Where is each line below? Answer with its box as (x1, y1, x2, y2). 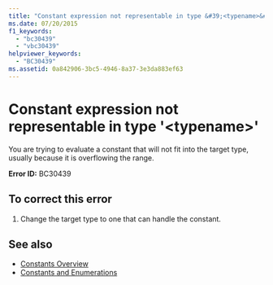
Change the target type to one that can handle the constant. (19, 213, 222, 224)
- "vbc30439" (15, 42, 60, 50)
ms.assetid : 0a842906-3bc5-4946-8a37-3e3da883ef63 (8, 65, 184, 73)
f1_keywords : (8, 27, 53, 35)
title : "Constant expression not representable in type (8, 11, 201, 20)
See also (8, 237, 53, 251)
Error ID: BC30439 (8, 169, 71, 178)
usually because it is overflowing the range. (8, 152, 154, 163)
